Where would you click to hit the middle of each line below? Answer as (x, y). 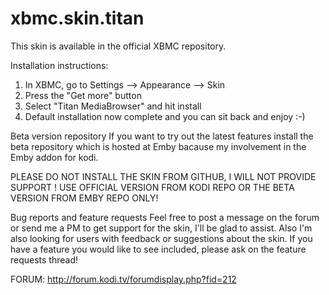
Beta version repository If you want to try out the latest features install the (162, 136)
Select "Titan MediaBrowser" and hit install (113, 106)
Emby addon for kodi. (54, 157)
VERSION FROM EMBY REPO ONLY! (84, 198)
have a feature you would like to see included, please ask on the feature (158, 249)
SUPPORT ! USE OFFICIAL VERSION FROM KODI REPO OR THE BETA (152, 187)
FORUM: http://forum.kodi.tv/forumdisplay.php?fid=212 (123, 279)
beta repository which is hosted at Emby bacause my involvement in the (158, 146)
